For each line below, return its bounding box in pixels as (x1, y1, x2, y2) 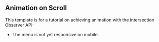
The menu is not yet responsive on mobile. (12, 31, 99, 37)
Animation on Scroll (5, 4, 67, 12)
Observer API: (5, 22, 34, 28)
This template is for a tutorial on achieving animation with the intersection (5, 17, 155, 22)
